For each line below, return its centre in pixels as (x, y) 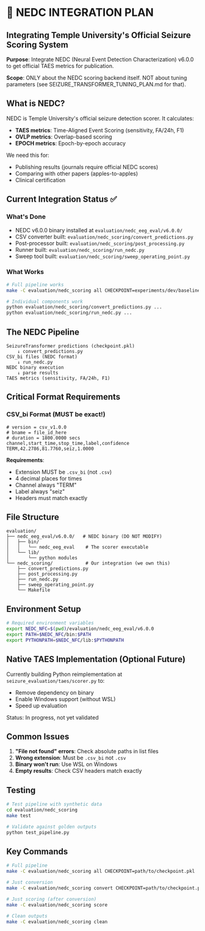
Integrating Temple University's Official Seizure (99, 35)
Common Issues (38, 737)
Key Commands (37, 852)
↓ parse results (38, 373)
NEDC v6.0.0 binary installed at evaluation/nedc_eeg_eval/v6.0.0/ (99, 230)
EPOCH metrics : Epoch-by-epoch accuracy (70, 143)
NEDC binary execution (35, 367)
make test (19, 815)
